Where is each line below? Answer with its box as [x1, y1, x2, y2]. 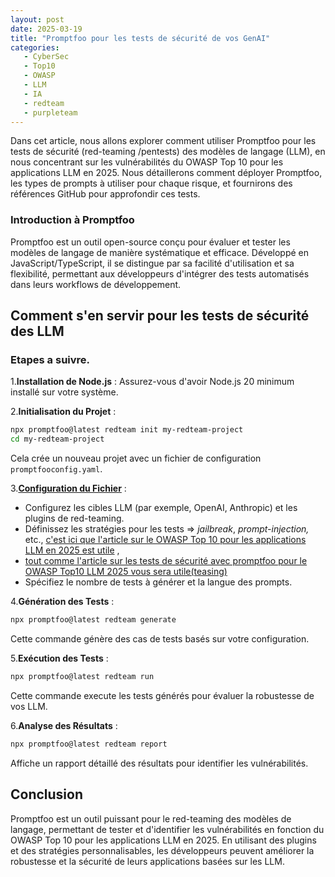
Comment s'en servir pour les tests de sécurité [10, 307, 310, 325]
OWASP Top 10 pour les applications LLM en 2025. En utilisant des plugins [10, 834, 317, 846]
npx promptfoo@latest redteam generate [10, 615, 177, 625]
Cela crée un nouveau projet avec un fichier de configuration [10, 452, 262, 465]
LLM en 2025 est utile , [24, 544, 120, 556]
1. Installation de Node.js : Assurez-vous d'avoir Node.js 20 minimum [10, 376, 295, 388]
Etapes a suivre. [10, 352, 91, 366]
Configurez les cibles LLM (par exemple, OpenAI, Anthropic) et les [24, 502, 298, 514]
